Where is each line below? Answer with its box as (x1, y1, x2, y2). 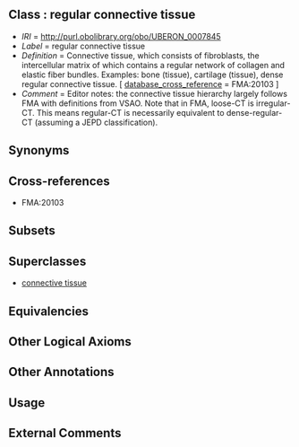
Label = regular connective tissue (21, 40, 145, 51)
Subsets (8, 223, 56, 239)
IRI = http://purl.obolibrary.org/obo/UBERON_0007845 (21, 31, 221, 41)
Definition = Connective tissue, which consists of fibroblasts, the (21, 49, 261, 61)
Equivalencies (8, 303, 89, 319)
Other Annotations (8, 364, 115, 380)
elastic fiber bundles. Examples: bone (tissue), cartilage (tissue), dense (21, 69, 284, 80)
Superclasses (8, 253, 87, 268)
